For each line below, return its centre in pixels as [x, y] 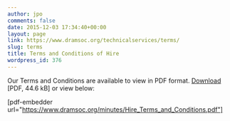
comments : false [31, 21]
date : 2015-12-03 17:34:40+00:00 [57, 27]
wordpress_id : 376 [35, 60]
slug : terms [25, 47]
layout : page [27, 34]
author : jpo [25, 14]
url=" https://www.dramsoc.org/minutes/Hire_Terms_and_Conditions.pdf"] [115, 109]
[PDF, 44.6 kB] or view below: [51, 88]
